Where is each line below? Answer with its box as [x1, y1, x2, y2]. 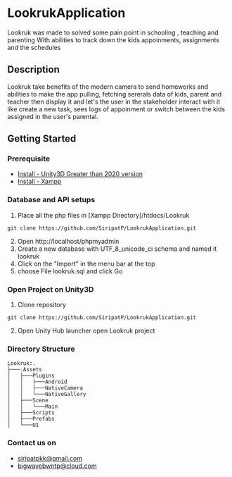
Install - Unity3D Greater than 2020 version [17, 170, 143, 178]
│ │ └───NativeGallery [7, 391, 86, 398]
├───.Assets [7, 366, 42, 373]
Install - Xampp [17, 178, 62, 186]
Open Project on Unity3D [7, 284, 94, 294]
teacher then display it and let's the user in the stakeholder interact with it [7, 97, 220, 106]
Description [7, 63, 60, 75]
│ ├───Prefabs [7, 416, 55, 423]
